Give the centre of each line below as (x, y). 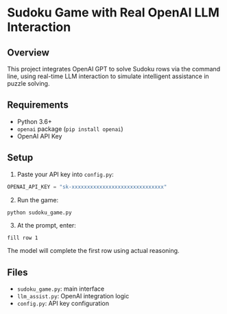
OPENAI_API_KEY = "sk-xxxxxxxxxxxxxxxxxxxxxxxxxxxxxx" (87, 186)
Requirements (38, 105)
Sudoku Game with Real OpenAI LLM (113, 13)
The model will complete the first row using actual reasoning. (93, 251)
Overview (28, 52)
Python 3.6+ (35, 121)
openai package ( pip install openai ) (70, 129)
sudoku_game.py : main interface (61, 289)
